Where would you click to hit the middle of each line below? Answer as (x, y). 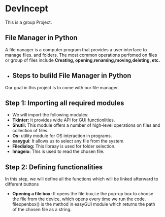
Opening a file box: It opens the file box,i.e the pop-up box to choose (83, 194)
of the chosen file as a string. (42, 210)
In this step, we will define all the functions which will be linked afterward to (82, 179)
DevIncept (27, 9)
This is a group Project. (29, 22)
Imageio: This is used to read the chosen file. (58, 151)
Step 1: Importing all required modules (65, 103)
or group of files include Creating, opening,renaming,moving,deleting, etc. (82, 60)
